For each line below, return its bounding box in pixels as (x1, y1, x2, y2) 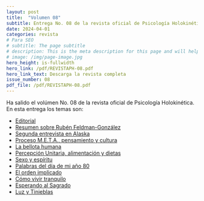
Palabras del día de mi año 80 (15, 162, 90, 169)
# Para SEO (6, 37, 34, 43)
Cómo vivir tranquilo (15, 175, 66, 182)
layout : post (6, 9, 39, 15)
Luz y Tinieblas (15, 188, 53, 195)
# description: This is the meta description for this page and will (6, 49, 186, 55)
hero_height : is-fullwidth (6, 60, 75, 66)
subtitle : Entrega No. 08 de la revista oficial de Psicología (6, 20, 170, 26)
